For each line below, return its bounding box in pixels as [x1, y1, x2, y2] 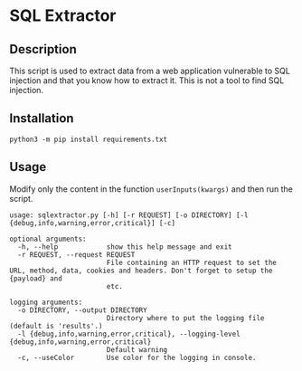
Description [9, 42, 77, 57]
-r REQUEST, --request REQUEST [17, 250, 136, 259]
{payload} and [9, 273, 63, 283]
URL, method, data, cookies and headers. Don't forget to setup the [9, 266, 273, 275]
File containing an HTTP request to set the [106, 258, 278, 267]
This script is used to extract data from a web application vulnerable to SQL [9, 65, 291, 76]
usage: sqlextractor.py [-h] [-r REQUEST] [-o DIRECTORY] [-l [9, 210, 249, 220]
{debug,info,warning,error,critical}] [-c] [9, 218, 176, 227]
